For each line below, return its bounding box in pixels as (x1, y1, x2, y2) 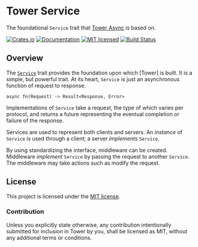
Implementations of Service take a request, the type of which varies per (6, 104, 184, 111)
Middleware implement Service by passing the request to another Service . (6, 153, 190, 160)
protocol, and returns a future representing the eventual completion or (6, 110, 180, 118)
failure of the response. (6, 117, 64, 124)
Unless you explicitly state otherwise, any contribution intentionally (6, 221, 172, 228)
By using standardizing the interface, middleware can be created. (6, 146, 168, 154)
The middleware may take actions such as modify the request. (6, 159, 160, 166)
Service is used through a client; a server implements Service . (6, 135, 160, 142)
